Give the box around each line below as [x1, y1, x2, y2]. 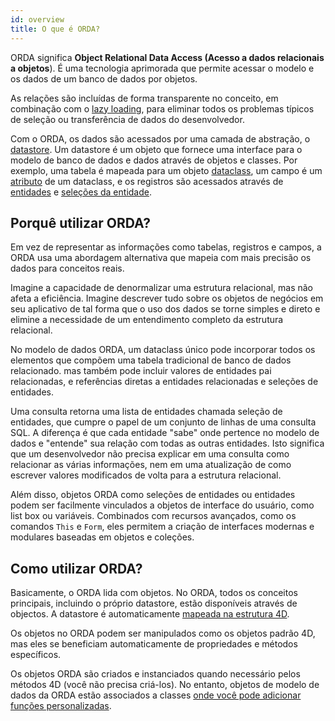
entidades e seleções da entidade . [10, 186, 152, 198]
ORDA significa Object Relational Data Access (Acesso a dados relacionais [10, 51, 325, 63]
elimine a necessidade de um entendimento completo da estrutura [10, 314, 284, 326]
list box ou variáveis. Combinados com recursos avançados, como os [10, 510, 297, 522]
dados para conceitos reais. [10, 262, 125, 275]
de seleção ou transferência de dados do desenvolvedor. [10, 113, 245, 125]
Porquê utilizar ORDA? [10, 214, 152, 231]
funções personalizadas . [10, 700, 112, 712]
